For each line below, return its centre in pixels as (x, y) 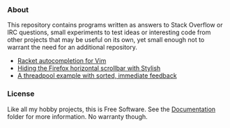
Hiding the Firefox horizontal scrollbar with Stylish (89, 69)
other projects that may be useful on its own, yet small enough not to (106, 40)
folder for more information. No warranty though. (77, 116)
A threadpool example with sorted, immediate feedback (97, 76)
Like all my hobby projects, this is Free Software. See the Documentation (112, 109)
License (21, 94)
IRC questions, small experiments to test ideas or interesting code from (109, 32)
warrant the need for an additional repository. (72, 48)
